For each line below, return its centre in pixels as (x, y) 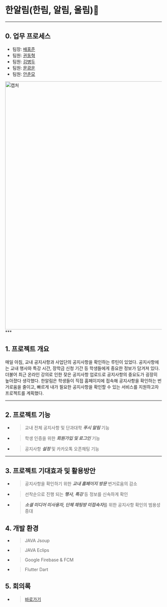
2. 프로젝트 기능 (28, 415)
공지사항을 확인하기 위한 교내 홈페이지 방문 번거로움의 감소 (81, 484)
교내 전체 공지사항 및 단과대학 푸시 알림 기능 (67, 428)
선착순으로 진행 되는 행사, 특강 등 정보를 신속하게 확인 (76, 494)
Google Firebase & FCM (49, 560)
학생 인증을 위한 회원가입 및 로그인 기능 (62, 438)
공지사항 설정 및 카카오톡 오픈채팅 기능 (62, 449)
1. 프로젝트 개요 (27, 349)
